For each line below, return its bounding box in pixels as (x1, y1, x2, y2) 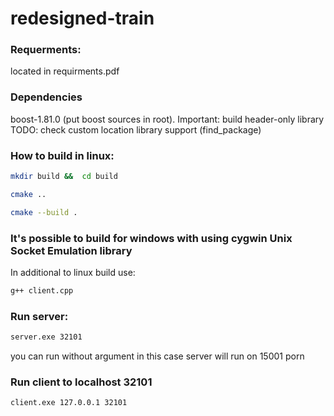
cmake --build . (10, 207, 78, 217)
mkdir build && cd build (10, 172, 118, 182)
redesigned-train (10, 7, 155, 30)
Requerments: (10, 43, 82, 57)
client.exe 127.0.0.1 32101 (10, 398, 128, 408)
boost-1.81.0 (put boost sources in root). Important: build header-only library (10, 113, 325, 125)
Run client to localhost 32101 (10, 375, 153, 389)
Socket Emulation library (10, 243, 133, 257)
